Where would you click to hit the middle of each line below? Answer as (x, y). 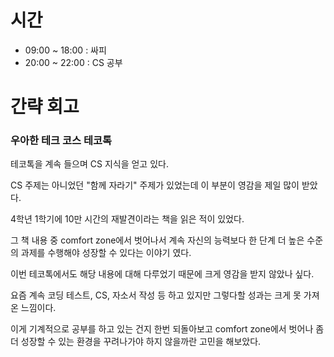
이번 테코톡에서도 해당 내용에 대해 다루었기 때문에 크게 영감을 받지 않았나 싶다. (162, 274)
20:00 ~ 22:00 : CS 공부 (73, 62)
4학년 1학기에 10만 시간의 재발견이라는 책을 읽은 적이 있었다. (127, 219)
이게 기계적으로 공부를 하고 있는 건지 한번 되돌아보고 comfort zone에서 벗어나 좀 (167, 329)
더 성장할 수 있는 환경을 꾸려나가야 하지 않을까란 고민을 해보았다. (136, 342)
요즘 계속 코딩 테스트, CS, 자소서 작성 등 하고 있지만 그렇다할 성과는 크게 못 (156, 295)
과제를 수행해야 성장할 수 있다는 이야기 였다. (106, 253)
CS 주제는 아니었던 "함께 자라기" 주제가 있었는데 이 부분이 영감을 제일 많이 (155, 185)
